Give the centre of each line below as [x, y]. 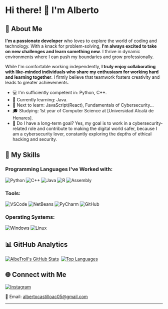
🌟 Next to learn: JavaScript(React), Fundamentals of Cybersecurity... [83, 105]
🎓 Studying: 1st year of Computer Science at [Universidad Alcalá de [83, 111]
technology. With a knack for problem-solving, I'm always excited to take [81, 46]
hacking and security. [35, 139]
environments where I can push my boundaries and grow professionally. [79, 57]
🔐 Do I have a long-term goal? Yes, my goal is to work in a [72, 123]
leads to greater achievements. [37, 83]
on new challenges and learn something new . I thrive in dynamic [73, 51]
